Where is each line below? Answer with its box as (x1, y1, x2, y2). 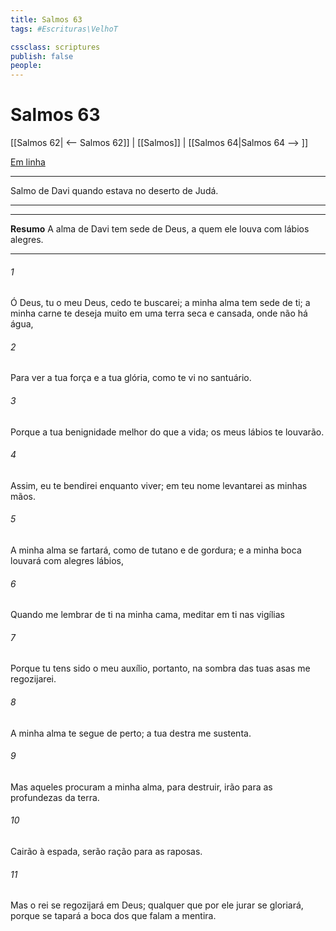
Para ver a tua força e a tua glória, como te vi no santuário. (10, 372, 252, 384)
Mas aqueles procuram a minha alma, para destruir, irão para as (10, 781, 273, 793)
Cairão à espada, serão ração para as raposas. (10, 846, 203, 858)
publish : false (10, 51, 74, 61)
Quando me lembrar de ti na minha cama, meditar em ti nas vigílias (10, 609, 285, 621)
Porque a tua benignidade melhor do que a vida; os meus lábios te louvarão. (10, 426, 325, 438)
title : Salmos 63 (10, 14, 83, 25)
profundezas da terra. (10, 791, 100, 803)
